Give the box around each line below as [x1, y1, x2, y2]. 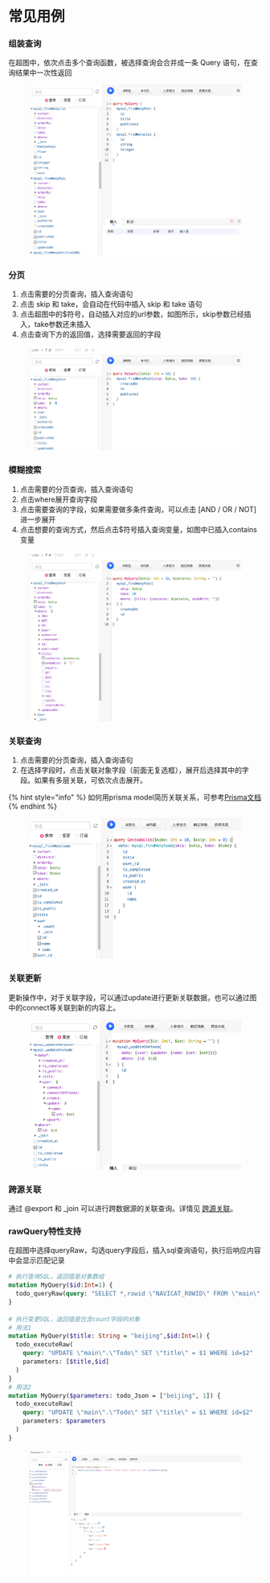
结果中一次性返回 [14, 68, 72, 77]
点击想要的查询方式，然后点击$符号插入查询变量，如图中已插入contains [19, 524, 258, 534]
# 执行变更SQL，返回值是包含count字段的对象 [8, 1315, 141, 1323]
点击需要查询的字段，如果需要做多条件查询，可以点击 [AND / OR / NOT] [19, 504, 257, 514]
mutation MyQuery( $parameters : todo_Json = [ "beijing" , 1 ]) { [8, 1391, 221, 1399]
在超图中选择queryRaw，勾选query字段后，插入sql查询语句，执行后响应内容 [8, 1246, 261, 1255]
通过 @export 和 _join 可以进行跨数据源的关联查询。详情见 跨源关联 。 [8, 1203, 238, 1213]
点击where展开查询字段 [19, 494, 98, 504]
